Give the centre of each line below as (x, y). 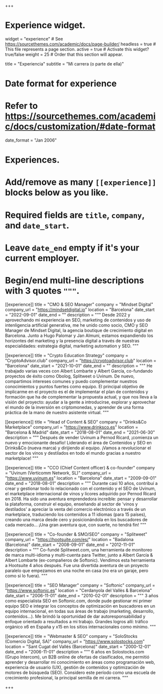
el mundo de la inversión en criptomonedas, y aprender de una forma (74, 407)
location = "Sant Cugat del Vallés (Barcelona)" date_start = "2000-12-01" (78, 646)
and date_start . (37, 225)
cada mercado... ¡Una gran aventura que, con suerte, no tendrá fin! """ (76, 525)
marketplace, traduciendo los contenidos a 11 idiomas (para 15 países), (76, 514)
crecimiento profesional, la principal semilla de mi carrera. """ (67, 677)
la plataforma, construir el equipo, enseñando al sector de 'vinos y (71, 504)
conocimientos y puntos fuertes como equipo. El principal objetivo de (75, 386)
